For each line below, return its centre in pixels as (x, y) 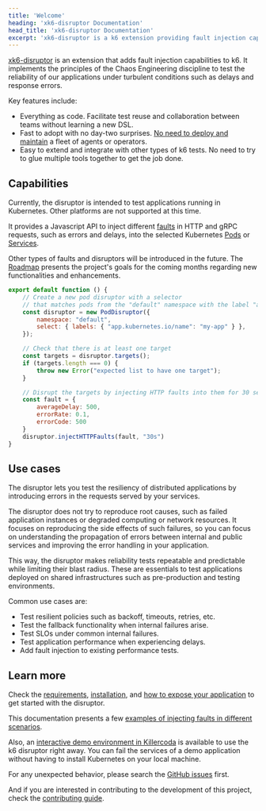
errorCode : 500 (62, 422)
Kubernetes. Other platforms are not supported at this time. (105, 211)
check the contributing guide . (56, 798)
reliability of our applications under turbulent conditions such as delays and (131, 77)
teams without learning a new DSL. (76, 125)
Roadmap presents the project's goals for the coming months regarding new (133, 267)
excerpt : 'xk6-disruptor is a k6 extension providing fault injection (127, 38)
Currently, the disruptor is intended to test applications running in (114, 202)
